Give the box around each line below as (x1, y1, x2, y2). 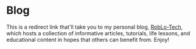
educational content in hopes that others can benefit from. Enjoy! (6, 36, 169, 43)
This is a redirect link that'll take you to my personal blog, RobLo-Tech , (6, 23, 183, 30)
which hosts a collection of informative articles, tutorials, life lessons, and (6, 29, 191, 36)
